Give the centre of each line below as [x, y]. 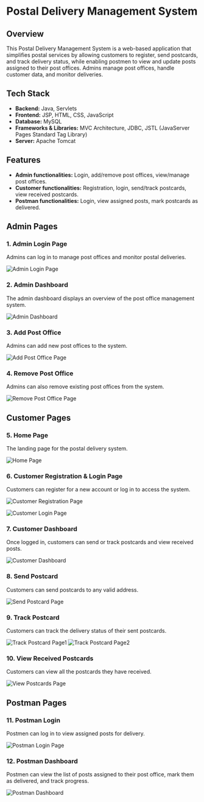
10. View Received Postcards [50, 658]
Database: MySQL [38, 121]
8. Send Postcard [32, 576]
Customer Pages [39, 418]
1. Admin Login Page [37, 244]
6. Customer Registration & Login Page [65, 476]
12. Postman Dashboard [42, 761]
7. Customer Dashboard [42, 529]
